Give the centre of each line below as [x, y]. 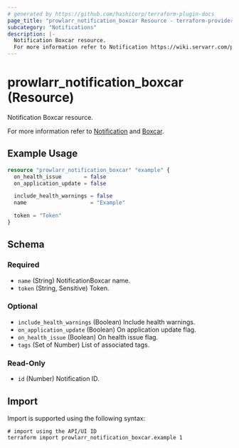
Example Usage [43, 154]
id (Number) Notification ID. [58, 379]
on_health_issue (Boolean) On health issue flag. [88, 337]
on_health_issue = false [60, 177]
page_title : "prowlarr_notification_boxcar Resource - [90, 21]
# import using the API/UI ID [52, 431]
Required [23, 265]
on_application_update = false [60, 183]
